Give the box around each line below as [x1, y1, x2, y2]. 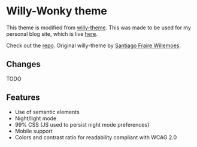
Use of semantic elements [14, 108, 80, 115]
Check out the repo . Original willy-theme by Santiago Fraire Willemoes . [6, 42, 181, 49]
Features [6, 93, 40, 103]
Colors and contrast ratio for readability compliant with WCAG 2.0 [14, 133, 177, 141]
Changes [6, 59, 41, 69]
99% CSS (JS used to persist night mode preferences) [14, 121, 150, 128]
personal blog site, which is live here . [6, 30, 98, 37]
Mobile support [14, 127, 53, 134]
